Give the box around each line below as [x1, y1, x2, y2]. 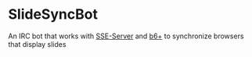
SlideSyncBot [8, 5, 98, 23]
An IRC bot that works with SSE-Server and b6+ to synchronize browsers [8, 31, 244, 41]
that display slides [8, 39, 67, 48]
